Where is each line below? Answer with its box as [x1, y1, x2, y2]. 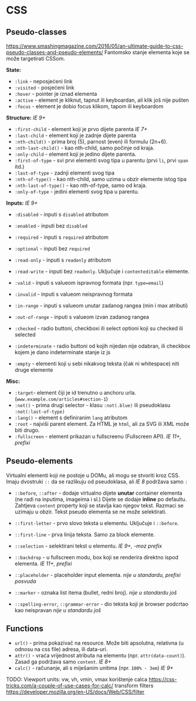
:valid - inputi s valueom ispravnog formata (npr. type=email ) [14, 279, 164, 286]
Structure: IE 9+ [6, 114, 46, 121]
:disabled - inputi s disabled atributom [14, 211, 109, 218]
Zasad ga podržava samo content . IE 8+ [14, 658, 111, 665]
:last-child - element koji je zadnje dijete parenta [14, 132, 137, 139]
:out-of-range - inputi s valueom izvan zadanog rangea [14, 313, 150, 321]
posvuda [14, 578, 36, 585]
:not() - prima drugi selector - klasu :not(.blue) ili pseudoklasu [14, 402, 171, 409]
